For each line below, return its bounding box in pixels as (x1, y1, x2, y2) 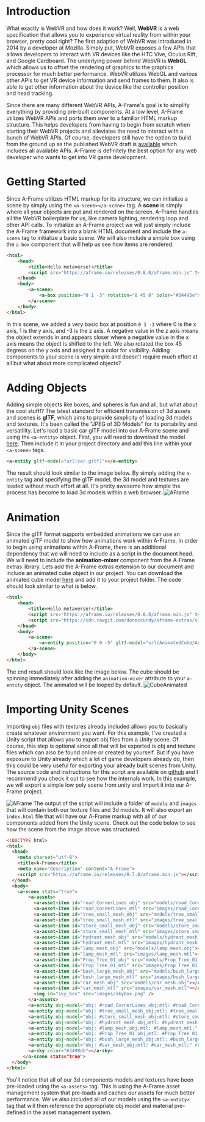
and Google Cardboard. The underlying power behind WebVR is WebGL (6, 57, 187, 64)
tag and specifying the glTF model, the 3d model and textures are (24, 476, 189, 483)
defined (6, 1109, 26, 1116)
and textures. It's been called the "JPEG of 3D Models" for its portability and (6, 420, 197, 428)
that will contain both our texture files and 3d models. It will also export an (6, 806, 192, 813)
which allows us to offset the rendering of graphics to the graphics (6, 63, 174, 71)
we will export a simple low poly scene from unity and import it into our (6, 781, 185, 789)
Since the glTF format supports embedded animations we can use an (6, 530, 180, 538)
